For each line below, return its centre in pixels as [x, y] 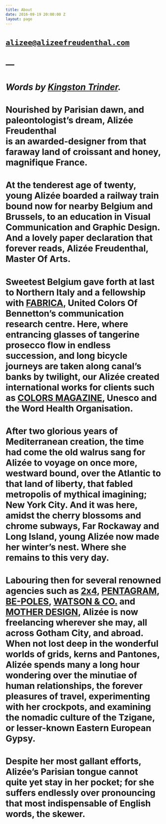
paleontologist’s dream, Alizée [69, 120]
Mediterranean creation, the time [75, 442]
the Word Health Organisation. [69, 408]
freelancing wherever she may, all [77, 622]
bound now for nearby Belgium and [79, 206]
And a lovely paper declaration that [79, 238]
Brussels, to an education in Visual [78, 217]
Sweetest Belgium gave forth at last [80, 282]
